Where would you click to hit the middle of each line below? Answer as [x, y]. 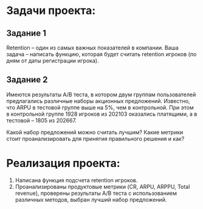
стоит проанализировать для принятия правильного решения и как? [95, 138]
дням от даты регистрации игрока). [53, 61]
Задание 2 [27, 80]
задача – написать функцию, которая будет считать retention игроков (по [101, 54]
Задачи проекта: [51, 11]
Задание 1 [26, 33]
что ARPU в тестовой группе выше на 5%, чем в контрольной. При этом [100, 107]
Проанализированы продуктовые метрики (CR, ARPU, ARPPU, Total [102, 186]
